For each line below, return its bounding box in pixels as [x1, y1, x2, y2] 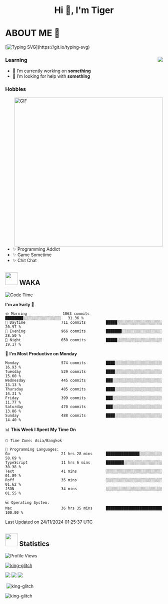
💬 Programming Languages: [5, 447, 59, 452]
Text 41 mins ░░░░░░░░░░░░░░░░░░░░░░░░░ [5, 469, 162, 474]
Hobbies [5, 86, 26, 93]
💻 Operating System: [5, 500, 50, 505]
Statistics [19, 539, 50, 548]
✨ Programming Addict [12, 246, 60, 252]
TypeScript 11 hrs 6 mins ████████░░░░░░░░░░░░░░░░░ [5, 460, 162, 465]
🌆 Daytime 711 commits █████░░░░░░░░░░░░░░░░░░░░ [5, 320, 162, 325]
